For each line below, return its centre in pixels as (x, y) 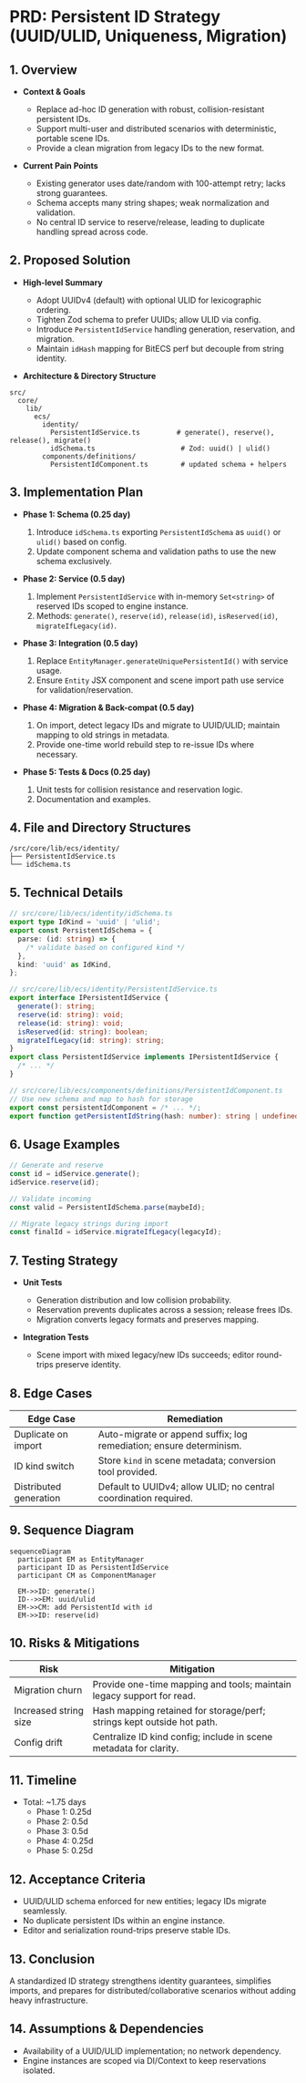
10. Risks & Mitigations (75, 1643)
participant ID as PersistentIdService (93, 1567)
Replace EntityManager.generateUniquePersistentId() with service (162, 660)
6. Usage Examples (65, 1145)
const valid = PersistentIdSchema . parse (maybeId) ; (107, 1207)
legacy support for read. (144, 1696)
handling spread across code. (92, 232)
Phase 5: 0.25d (65, 1851)
